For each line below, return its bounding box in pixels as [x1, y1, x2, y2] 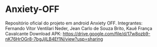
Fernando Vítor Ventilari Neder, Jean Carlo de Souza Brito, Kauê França [5, 25, 152, 31]
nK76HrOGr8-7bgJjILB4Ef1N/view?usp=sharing [5, 36, 103, 42]
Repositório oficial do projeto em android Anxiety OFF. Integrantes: [5, 20, 143, 26]
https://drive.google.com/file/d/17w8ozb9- [62, 30, 151, 36]
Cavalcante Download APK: [5, 30, 62, 36]
